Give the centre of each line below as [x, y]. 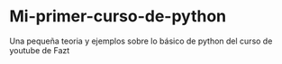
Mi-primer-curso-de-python [118, 16]
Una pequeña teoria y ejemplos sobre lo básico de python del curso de [141, 41]
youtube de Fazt [40, 50]
